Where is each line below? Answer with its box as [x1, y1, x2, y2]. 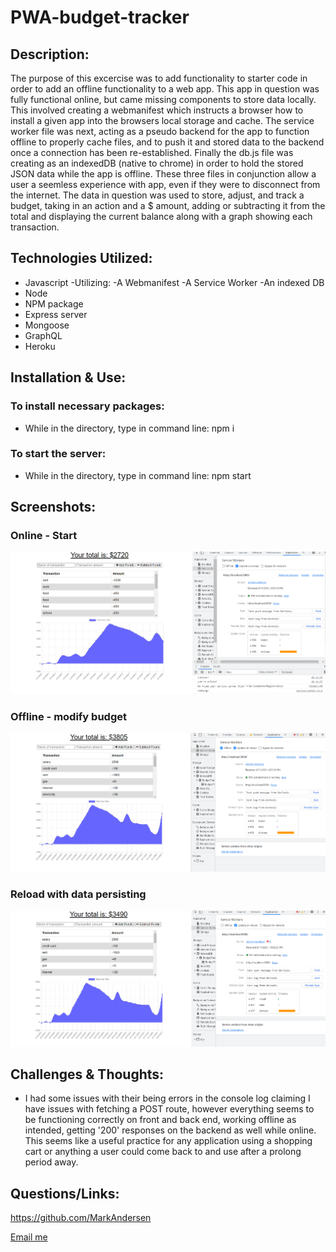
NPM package [24, 297, 84, 310]
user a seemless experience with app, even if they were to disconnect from [10, 179, 321, 190]
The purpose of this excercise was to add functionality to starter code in [10, 72, 308, 84]
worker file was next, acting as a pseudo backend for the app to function [10, 126, 310, 137]
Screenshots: [10, 499, 97, 516]
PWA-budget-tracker [10, 6, 190, 29]
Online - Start [10, 529, 78, 543]
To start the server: [10, 447, 107, 461]
